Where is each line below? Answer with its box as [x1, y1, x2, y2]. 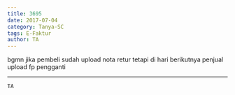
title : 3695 [7, 10, 42, 17]
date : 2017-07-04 [7, 17, 58, 24]
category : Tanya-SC [7, 23, 64, 30]
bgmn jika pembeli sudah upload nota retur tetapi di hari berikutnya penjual [7, 55, 224, 64]
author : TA [7, 36, 39, 43]
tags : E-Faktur [7, 29, 52, 37]
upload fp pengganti [7, 63, 66, 71]
